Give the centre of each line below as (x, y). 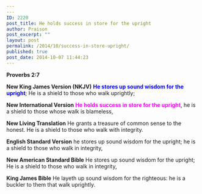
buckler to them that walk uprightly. (51, 184)
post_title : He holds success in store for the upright (79, 23)
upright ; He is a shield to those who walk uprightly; (71, 93)
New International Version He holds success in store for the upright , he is (101, 105)
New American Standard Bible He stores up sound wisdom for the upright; (101, 160)
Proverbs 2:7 (23, 74)
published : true (27, 52)
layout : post (23, 40)
